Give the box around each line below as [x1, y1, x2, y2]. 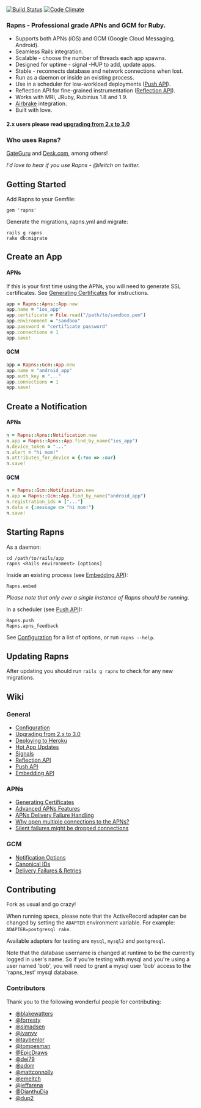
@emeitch [15, 1074, 42, 1082]
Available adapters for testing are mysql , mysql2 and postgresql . [6, 937, 166, 945]
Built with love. [15, 106, 53, 114]
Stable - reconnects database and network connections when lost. [15, 67, 183, 75]
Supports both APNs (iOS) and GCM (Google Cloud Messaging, [15, 35, 175, 42]
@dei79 [15, 1055, 35, 1063]
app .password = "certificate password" [6, 324, 108, 330]
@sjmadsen [15, 1022, 45, 1030]
